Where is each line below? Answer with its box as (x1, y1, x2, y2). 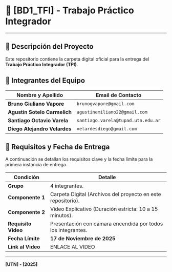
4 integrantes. (50, 182, 83, 189)
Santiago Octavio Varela (8, 116, 68, 124)
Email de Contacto (95, 91, 142, 99)
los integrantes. (50, 227, 88, 234)
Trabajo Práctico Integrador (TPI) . (5, 61, 78, 67)
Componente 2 (8, 209, 45, 216)
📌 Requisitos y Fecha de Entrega (5, 142, 110, 151)
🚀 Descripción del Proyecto (5, 42, 94, 51)
